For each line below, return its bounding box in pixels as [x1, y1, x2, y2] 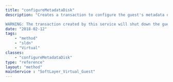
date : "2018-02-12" [5, 26, 47, 31]
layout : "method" [5, 65, 43, 70]
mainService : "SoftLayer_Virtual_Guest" [5, 69, 96, 74]
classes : [5, 50, 24, 55]
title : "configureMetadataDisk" [5, 7, 75, 13]
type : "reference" [5, 59, 45, 65]
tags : [5, 31, 17, 36]
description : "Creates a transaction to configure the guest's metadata [5, 12, 165, 17]
